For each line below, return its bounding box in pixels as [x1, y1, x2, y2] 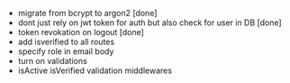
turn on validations [17, 56, 87, 66]
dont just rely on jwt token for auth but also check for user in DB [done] [17, 17, 282, 28]
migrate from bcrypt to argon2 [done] [17, 8, 158, 18]
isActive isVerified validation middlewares [17, 65, 173, 76]
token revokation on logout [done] [17, 27, 144, 37]
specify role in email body [17, 46, 114, 57]
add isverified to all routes [17, 36, 115, 47]
